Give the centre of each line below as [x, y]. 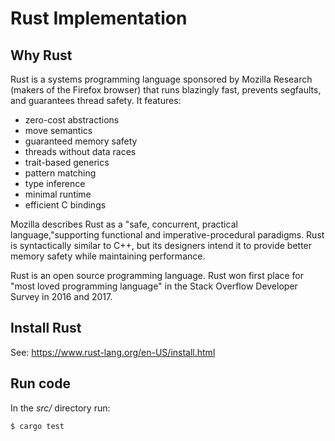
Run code [40, 383]
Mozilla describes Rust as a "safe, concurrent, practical [124, 224]
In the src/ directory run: [60, 408]
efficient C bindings [65, 205]
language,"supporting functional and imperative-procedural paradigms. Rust [167, 235]
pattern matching [60, 173]
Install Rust [46, 328]
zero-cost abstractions [72, 120]
